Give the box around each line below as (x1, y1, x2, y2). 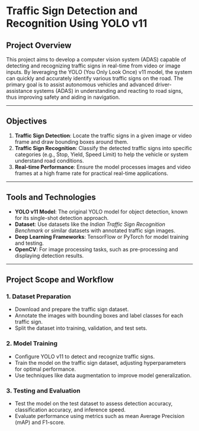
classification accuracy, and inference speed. (14, 406, 126, 413)
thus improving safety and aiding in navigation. (6, 93, 120, 101)
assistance (6, 88, 33, 94)
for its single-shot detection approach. (14, 214, 109, 221)
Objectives (6, 116, 47, 127)
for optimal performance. (14, 365, 76, 372)
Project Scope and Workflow (6, 275, 114, 285)
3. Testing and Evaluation (6, 386, 81, 394)
